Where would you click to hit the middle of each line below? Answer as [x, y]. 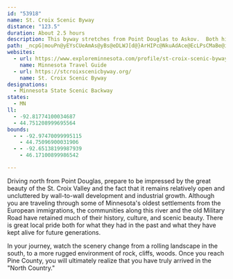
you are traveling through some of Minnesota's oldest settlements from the [114, 203]
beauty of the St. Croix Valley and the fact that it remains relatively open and [116, 188]
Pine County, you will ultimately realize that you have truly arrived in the [109, 260]
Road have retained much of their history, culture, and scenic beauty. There [115, 217]
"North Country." [31, 268]
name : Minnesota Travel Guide [63, 65]
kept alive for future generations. [54, 232]
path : [15, 46]
